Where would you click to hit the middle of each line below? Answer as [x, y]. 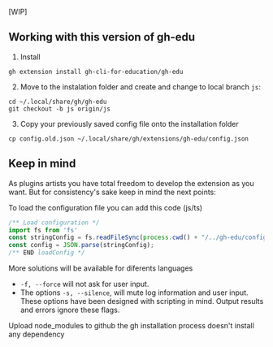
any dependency [37, 334]
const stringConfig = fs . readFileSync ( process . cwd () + [103, 238]
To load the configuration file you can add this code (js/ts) [106, 207]
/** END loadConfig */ [47, 253]
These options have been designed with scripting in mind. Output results [142, 301]
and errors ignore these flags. [70, 310]
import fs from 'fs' [43, 230]
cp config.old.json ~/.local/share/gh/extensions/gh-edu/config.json [129, 139]
